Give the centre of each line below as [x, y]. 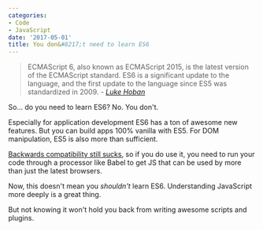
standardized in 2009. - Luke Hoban [86, 92]
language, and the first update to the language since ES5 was [127, 84]
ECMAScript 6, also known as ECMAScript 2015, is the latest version [138, 67]
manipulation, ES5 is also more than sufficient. [83, 139]
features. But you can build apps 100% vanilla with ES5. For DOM [113, 131]
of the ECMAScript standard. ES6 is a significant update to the [128, 75]
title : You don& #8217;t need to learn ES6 [79, 45]
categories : [28, 15]
